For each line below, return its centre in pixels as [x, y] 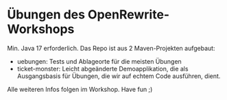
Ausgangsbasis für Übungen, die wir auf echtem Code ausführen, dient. [119, 76]
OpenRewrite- [129, 15]
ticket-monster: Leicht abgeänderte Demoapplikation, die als [103, 68]
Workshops [41, 29]
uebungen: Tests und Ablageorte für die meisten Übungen [99, 61]
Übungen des [46, 15]
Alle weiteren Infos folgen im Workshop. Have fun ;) [80, 89]
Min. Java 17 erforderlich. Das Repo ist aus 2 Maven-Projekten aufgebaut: [111, 48]
